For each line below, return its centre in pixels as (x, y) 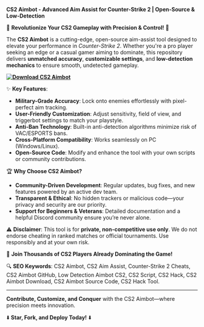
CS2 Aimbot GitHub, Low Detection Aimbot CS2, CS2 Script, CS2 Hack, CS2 (102, 275)
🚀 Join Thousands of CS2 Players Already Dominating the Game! (90, 254)
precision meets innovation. (41, 305)
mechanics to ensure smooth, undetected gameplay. (73, 65)
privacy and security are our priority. (61, 205)
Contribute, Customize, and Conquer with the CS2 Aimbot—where (90, 299)
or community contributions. (50, 159)
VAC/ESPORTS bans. (41, 133)
